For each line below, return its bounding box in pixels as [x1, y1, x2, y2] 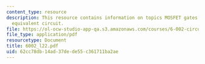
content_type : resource [6, 9, 67, 15]
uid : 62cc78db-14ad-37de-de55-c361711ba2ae [6, 49, 119, 55]
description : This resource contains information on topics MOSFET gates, [6, 15, 201, 21]
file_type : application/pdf [6, 32, 78, 38]
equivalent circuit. [12, 20, 64, 26]
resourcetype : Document [6, 37, 67, 43]
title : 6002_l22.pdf [6, 43, 59, 49]
